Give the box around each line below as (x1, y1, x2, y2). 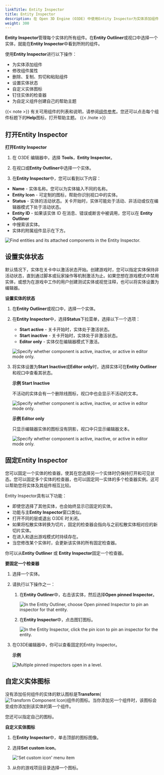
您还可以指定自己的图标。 (5, 713, 57, 719)
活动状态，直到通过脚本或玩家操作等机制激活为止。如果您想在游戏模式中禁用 (5, 272, 159, 278)
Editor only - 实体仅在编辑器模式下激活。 (19, 338, 102, 344)
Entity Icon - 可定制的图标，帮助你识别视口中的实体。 (12, 192, 121, 198)
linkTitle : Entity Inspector (5, 7, 64, 12)
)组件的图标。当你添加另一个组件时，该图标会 (65, 697, 157, 703)
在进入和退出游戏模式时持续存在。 (12, 533, 81, 540)
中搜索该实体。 (12, 222, 42, 228)
